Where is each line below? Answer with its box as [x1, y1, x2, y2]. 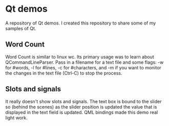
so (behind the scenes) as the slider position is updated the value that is [5, 104, 157, 110]
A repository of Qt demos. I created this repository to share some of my [5, 20, 156, 26]
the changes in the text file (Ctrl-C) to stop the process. [5, 70, 122, 76]
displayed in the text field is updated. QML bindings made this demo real [5, 109, 158, 115]
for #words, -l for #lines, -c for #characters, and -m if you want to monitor [5, 64, 161, 70]
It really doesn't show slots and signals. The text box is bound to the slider [5, 98, 162, 105]
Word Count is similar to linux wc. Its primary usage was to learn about [5, 54, 155, 60]
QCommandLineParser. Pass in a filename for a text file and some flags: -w [5, 59, 164, 65]
